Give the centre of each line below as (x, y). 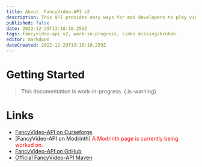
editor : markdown (28, 40)
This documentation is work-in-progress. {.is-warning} (89, 91)
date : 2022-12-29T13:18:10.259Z (47, 28)
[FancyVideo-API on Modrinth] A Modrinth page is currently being (96, 138)
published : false (28, 23)
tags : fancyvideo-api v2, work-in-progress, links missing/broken (91, 34)
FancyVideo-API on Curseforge (54, 132)
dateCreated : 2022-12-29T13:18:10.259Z (56, 45)
